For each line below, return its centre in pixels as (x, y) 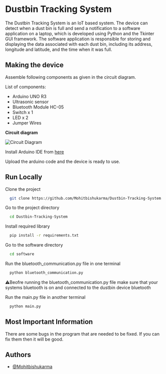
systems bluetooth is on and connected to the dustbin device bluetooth (78, 287)
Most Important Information (49, 322)
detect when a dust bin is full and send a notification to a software (73, 28)
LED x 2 (20, 118)
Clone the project (23, 189)
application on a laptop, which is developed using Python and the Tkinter (80, 33)
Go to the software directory (34, 245)
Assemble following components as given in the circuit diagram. (71, 77)
